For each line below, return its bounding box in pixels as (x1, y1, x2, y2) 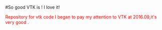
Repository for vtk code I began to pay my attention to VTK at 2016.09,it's (5, 14, 157, 19)
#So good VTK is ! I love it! (5, 4, 60, 10)
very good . (5, 19, 29, 25)
